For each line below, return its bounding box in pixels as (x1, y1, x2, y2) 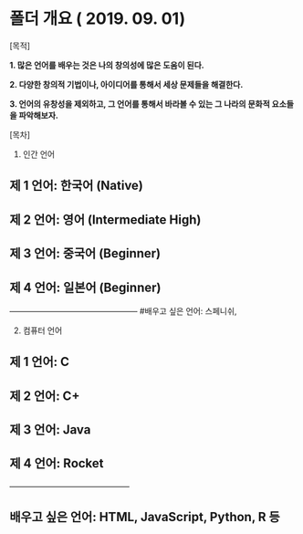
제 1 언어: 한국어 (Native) (9, 178, 144, 194)
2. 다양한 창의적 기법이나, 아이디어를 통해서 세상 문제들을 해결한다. (9, 79, 244, 89)
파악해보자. (18, 110, 59, 120)
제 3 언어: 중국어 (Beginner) (9, 246, 162, 261)
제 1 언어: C (9, 354, 70, 370)
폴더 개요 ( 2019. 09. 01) (9, 8, 185, 29)
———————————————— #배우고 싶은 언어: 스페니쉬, (9, 305, 237, 316)
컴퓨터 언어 (22, 325, 63, 336)
